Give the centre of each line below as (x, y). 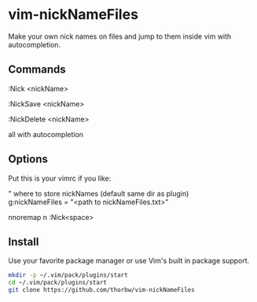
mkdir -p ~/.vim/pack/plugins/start (68, 275)
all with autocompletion (46, 134)
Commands (37, 70)
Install (24, 242)
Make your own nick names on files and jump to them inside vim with (120, 36)
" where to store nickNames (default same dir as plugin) (99, 193)
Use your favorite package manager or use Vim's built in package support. (129, 261)
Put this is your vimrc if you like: (60, 178)
